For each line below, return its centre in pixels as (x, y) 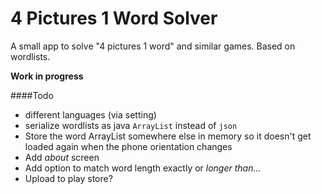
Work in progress (47, 76)
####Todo (32, 95)
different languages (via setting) (90, 114)
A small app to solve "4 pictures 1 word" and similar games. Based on (153, 46)
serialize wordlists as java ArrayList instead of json (131, 125)
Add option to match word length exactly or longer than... (143, 168)
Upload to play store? (68, 178)
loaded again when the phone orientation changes (128, 146)
